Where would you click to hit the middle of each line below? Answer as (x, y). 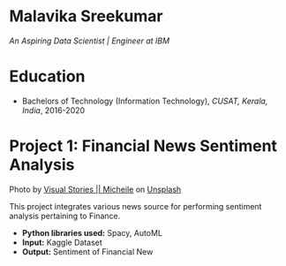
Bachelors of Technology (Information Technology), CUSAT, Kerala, (145, 101)
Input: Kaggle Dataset (62, 242)
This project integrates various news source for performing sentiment (135, 206)
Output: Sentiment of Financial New (87, 251)
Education (47, 76)
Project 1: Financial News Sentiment (143, 146)
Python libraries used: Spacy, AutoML (92, 232)
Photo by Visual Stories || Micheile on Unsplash (95, 189)
